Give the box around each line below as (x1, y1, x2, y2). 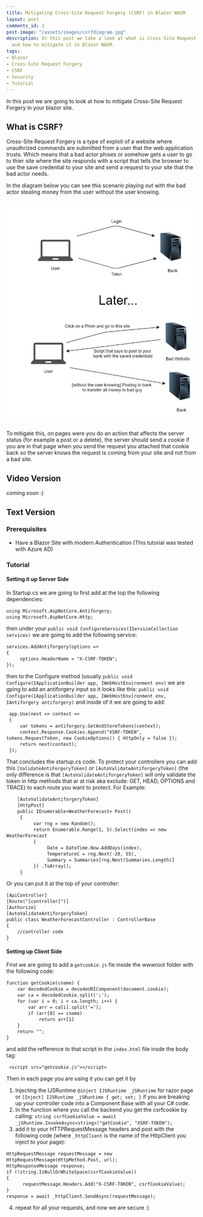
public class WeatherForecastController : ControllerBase (6, 916, 156, 922)
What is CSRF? (6, 121, 64, 132)
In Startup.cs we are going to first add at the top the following (6, 589, 160, 596)
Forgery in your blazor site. (6, 104, 74, 112)
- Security (6, 73, 34, 80)
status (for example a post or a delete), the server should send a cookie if (6, 436, 190, 443)
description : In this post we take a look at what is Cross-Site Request (6, 35, 197, 42)
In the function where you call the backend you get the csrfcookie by (15, 1106, 188, 1114)
